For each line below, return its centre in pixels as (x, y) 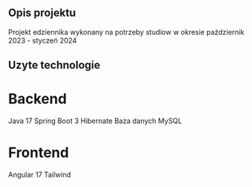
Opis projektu (42, 13)
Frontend (39, 153)
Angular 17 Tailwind (40, 175)
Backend (37, 99)
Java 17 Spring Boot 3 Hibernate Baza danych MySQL (95, 121)
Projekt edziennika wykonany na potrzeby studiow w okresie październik (126, 32)
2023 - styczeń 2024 (43, 40)
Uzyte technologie (54, 65)
